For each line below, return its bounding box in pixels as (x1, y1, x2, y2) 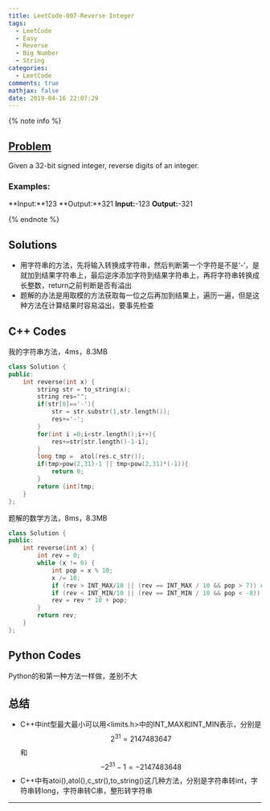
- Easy (15, 34, 38, 43)
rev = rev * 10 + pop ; (51, 596, 128, 604)
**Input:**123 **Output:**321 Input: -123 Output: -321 (8, 199, 193, 209)
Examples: (8, 180, 51, 191)
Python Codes (8, 648, 82, 662)
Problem (8, 139, 52, 153)
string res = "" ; (37, 393, 88, 401)
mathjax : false (8, 86, 59, 95)
